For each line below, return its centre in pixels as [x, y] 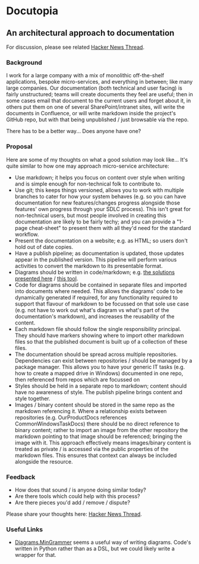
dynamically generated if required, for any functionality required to [96, 297]
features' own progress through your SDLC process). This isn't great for [103, 209]
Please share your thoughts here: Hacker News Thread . [74, 514]
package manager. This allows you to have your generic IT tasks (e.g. [100, 367]
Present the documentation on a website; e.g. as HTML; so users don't [101, 240]
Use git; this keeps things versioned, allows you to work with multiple [99, 190]
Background [24, 62]
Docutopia [32, 11]
